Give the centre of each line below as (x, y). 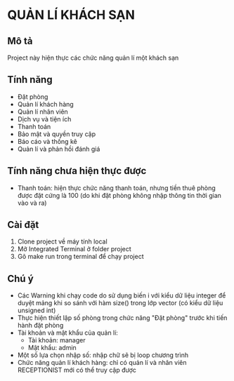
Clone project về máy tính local (62, 241)
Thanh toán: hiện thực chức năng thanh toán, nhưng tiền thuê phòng (116, 188)
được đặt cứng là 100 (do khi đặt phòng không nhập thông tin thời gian (119, 195)
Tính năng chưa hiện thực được (77, 171)
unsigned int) (37, 310)
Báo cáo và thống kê (47, 141)
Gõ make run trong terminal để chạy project (80, 257)
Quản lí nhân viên (43, 112)
